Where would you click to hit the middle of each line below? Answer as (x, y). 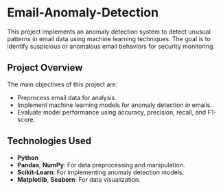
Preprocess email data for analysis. (67, 97)
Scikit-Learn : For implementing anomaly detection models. (100, 172)
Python (28, 157)
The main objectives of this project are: (62, 84)
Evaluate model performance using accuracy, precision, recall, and (111, 112)
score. (26, 119)
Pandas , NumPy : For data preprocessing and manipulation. (101, 165)
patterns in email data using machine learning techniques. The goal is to (109, 38)
